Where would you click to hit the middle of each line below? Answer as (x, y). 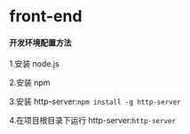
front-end (46, 16)
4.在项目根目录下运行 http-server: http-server (92, 121)
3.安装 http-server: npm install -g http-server (95, 102)
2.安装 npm (30, 83)
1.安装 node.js (34, 64)
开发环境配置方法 (40, 43)
